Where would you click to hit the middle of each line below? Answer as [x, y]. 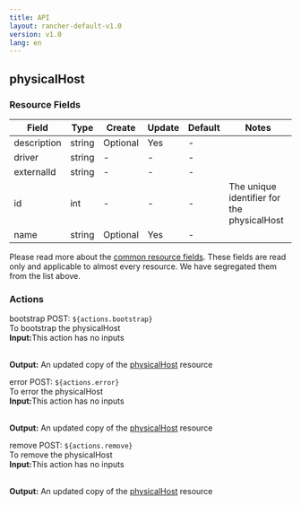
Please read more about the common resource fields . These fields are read [148, 257]
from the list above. [45, 275]
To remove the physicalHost [61, 455]
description [38, 143]
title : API [30, 17]
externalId [35, 171]
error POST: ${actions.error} [64, 382]
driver [26, 157]
